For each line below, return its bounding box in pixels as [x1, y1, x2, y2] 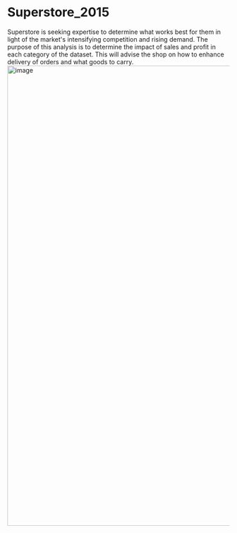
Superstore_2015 [7, 4, 110, 20]
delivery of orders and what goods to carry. [7, 57, 134, 66]
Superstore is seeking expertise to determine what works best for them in [7, 28, 221, 36]
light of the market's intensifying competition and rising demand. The [7, 35, 208, 43]
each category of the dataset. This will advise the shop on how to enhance [7, 50, 224, 59]
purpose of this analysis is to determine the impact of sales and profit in [7, 42, 217, 51]
